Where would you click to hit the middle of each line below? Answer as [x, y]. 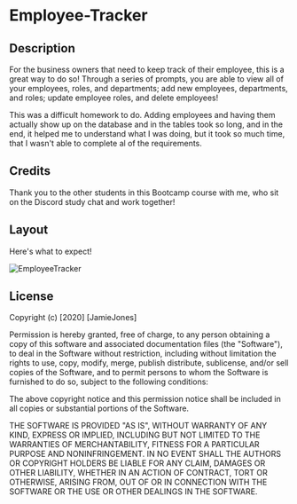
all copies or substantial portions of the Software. [99, 408]
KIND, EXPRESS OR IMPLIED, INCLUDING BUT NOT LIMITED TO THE [135, 435]
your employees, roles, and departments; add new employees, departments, [148, 88]
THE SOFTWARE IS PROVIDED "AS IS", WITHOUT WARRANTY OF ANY [138, 426]
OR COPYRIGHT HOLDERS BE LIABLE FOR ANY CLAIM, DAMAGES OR [137, 463]
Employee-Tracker [78, 16]
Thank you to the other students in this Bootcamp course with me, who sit [144, 193]
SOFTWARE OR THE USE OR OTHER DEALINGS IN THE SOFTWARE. [133, 492]
